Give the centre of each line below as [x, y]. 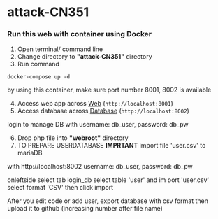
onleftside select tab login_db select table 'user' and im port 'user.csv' [108, 180]
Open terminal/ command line [60, 49]
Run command [38, 64]
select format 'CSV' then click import [60, 188]
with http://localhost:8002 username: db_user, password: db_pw [100, 167]
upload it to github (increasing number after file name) [85, 209]
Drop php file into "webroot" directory [73, 138]
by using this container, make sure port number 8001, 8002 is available [109, 90]
